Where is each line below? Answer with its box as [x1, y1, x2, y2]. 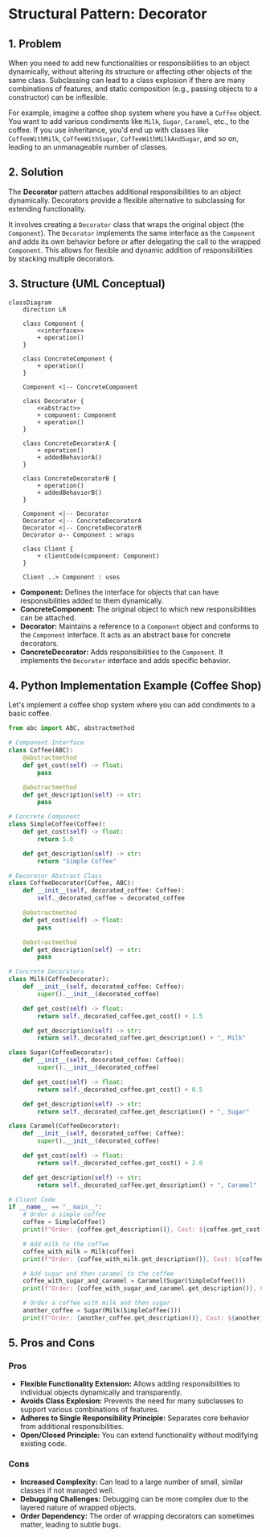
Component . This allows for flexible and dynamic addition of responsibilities [8, 245, 253, 254]
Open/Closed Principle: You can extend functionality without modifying [19, 1430, 259, 1440]
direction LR [22, 305, 67, 314]
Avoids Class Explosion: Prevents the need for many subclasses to [19, 1395, 243, 1405]
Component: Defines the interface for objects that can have [19, 587, 219, 596]
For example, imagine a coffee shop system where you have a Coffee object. [8, 108, 262, 117]
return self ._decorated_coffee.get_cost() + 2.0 [37, 1159, 203, 1167]
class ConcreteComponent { [22, 355, 113, 363]
